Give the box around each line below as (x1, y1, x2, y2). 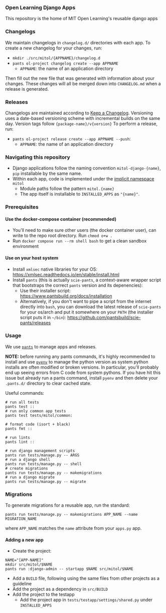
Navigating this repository (5, 153, 70, 160)
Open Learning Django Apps (5, 4, 76, 11)
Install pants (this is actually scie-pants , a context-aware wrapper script (12, 277, 161, 283)
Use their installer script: (20, 287, 71, 293)
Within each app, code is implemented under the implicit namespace (12, 176, 154, 182)
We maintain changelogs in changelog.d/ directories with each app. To (5, 39, 151, 45)
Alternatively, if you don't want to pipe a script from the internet (20, 298, 151, 304)
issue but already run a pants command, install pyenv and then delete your (5, 375, 158, 381)
